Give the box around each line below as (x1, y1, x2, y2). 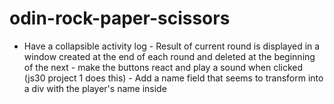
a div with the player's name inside (23, 82, 167, 94)
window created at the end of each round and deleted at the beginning (23, 50, 316, 62)
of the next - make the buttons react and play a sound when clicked (23, 61, 304, 73)
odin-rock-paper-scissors (9, 7, 231, 30)
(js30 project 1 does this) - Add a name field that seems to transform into (23, 72, 324, 84)
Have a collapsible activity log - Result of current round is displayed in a (23, 40, 321, 52)
